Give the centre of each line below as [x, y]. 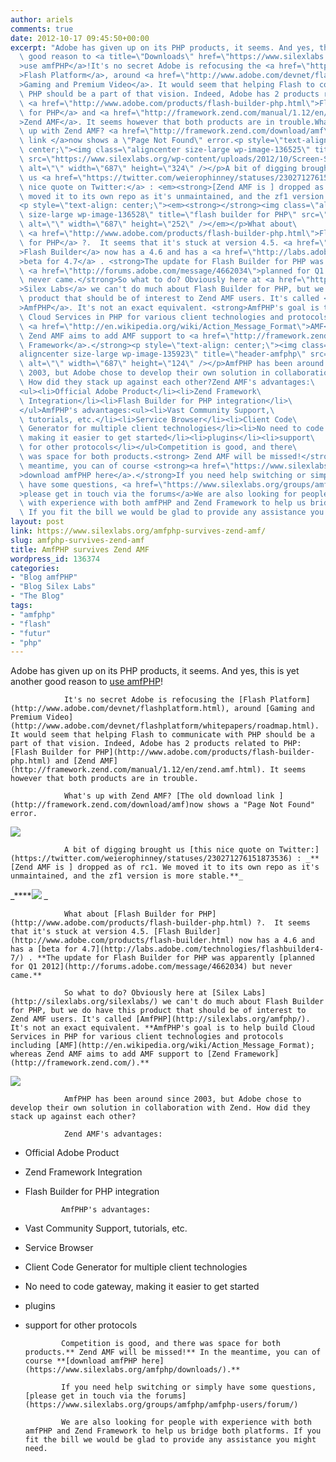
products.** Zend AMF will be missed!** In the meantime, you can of [173, 1352]
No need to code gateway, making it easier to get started [142, 1287]
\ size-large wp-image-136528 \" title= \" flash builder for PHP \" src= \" [174, 215]
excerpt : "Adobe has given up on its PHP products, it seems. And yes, [162, 47]
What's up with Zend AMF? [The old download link [169, 796]
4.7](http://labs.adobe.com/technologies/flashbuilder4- [203, 949]
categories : [35, 568]
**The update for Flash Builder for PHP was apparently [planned [175, 958]
